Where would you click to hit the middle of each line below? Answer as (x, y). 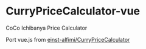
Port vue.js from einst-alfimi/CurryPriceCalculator (68, 39)
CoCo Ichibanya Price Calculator (47, 28)
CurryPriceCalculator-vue (73, 11)
